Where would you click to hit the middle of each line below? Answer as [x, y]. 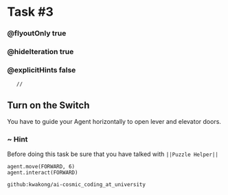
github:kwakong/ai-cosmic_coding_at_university [77, 185]
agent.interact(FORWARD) [43, 173]
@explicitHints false [42, 70]
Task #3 [30, 12]
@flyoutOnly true [37, 34]
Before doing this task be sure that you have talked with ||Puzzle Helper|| [113, 154]
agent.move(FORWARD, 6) [41, 167]
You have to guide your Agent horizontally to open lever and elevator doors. [114, 122]
